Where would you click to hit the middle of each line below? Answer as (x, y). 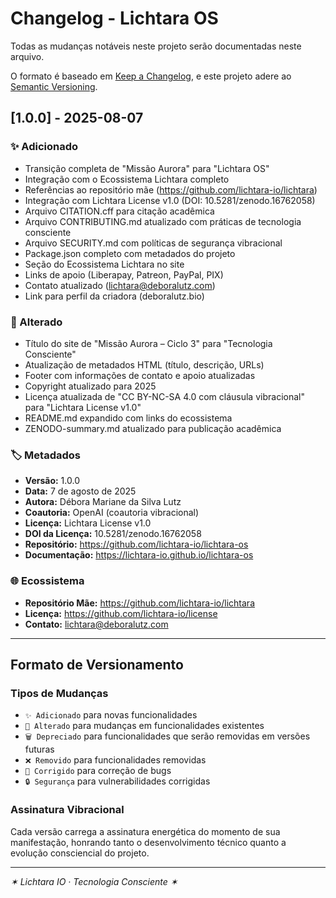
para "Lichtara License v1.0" (83, 407)
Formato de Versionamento (97, 664)
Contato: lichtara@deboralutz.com (96, 624)
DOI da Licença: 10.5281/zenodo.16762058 (113, 534)
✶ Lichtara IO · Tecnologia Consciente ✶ (94, 881)
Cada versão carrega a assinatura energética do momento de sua (145, 831)
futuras (39, 749)
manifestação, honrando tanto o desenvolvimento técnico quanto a (148, 842)
